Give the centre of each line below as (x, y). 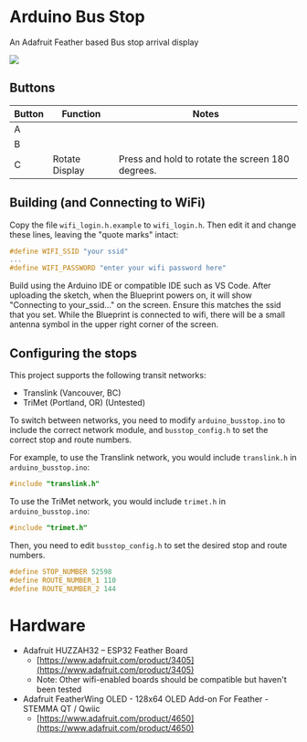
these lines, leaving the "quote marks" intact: (94, 234)
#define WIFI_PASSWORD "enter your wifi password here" (118, 268)
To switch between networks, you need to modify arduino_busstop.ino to (148, 420)
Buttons (32, 88)
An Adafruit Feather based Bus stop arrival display (104, 42)
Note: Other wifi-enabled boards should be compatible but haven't (162, 680)
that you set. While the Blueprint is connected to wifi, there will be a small (148, 315)
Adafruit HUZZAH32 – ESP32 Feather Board (105, 651)
